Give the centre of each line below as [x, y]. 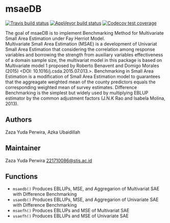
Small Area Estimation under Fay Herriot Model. [55, 38]
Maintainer [23, 148]
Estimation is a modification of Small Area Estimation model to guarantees [83, 76]
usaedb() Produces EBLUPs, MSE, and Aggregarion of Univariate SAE [86, 199]
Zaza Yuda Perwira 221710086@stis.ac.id [49, 160]
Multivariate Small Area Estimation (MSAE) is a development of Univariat [81, 43]
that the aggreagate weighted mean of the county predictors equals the [80, 82]
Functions [22, 176]
